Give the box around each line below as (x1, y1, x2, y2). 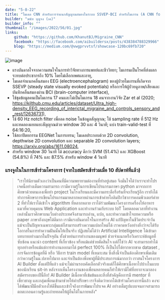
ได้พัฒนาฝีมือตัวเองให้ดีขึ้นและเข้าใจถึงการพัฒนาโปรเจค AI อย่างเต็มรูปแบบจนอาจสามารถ (17, 283, 160, 289)
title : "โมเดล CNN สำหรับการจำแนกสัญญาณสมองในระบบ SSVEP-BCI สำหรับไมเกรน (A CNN (5, 12, 154, 17)
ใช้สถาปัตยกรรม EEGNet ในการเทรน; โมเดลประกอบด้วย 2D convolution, (12, 132, 139, 138)
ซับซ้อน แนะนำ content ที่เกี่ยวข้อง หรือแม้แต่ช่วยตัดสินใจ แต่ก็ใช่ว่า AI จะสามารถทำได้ (17, 238, 158, 244)
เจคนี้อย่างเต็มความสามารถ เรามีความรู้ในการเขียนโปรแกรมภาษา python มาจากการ (17, 183, 152, 189)
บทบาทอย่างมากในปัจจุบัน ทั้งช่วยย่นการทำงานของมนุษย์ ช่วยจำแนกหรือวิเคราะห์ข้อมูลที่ (17, 233, 156, 239)
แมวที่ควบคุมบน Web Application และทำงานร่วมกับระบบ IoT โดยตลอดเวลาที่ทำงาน (17, 205, 158, 211)
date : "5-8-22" (5, 7, 36, 12)
